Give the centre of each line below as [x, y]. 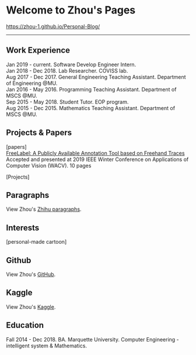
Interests [23, 228]
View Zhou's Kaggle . [31, 307]
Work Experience [38, 50]
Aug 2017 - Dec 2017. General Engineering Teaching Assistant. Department [96, 77]
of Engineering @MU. [32, 83]
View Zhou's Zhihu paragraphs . [44, 209]
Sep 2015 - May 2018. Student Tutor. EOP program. [67, 102]
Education [25, 325]
